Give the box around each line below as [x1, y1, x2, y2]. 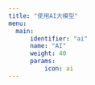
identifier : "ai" [29, 34, 89, 43]
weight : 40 [29, 49, 67, 57]
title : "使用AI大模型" [8, 11, 79, 20]
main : [15, 27, 35, 35]
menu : [8, 19, 27, 28]
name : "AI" [29, 42, 67, 50]
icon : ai [43, 65, 74, 73]
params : [29, 57, 56, 66]
